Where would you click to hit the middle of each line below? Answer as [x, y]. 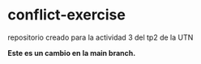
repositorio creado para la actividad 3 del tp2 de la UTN [100, 37]
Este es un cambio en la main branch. [72, 53]
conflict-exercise [67, 15]
